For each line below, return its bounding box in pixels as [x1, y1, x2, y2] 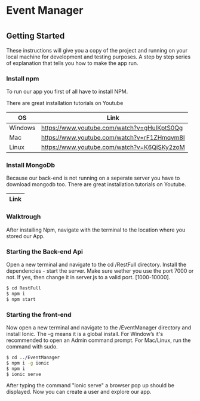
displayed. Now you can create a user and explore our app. [6, 388, 152, 396]
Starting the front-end [6, 310, 72, 319]
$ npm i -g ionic [6, 360, 50, 366]
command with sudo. [6, 343, 58, 350]
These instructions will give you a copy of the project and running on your [6, 47, 188, 54]
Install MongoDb [6, 161, 56, 169]
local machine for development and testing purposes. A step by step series [6, 53, 191, 60]
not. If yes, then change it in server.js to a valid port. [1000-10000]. [6, 273, 171, 280]
